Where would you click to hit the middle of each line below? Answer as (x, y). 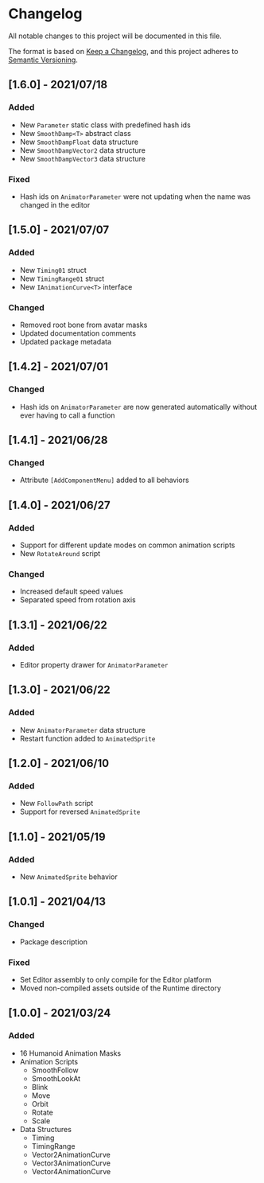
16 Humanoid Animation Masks (70, 1053)
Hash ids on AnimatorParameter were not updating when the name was (135, 197)
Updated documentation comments (78, 333)
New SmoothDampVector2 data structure (82, 150)
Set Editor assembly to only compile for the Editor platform (116, 980)
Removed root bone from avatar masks (83, 325)
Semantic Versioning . (43, 60)
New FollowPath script (56, 804)
